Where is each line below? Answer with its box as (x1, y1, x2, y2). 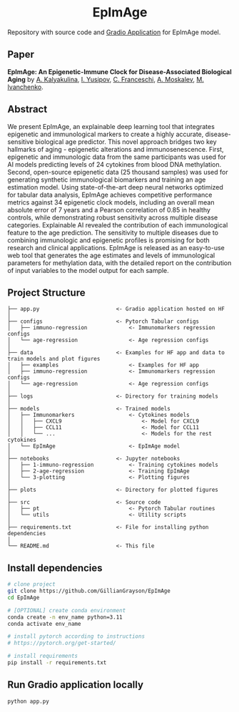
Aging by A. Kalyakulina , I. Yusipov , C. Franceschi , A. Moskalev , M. (7, 75, 205, 83)
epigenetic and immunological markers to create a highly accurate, (7, 130, 204, 138)
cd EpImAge (7, 594, 40, 601)
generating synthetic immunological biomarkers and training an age (7, 175, 206, 184)
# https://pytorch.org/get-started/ (7, 639, 116, 647)
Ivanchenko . (7, 83, 44, 91)
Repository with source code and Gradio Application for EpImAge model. (7, 28, 221, 36)
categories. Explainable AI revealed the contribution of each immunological (7, 220, 228, 229)
